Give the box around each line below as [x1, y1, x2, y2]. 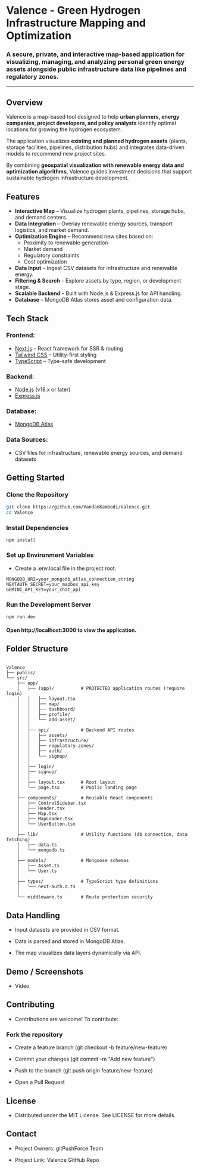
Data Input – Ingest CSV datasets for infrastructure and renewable [14, 265, 177, 272]
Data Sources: [6, 436, 48, 444]
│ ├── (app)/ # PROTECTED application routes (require [17, 686, 185, 692]
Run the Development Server [6, 600, 92, 609]
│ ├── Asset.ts [17, 863, 60, 869]
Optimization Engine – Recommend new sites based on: [14, 233, 154, 240]
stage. [14, 284, 31, 291]
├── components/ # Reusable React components [17, 795, 153, 801]
